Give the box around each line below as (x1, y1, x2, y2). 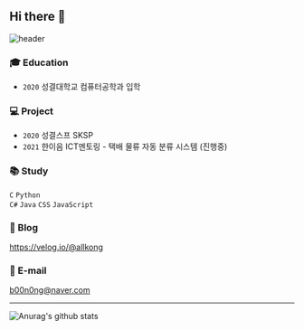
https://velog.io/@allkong (9, 241, 104, 252)
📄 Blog (9, 221, 39, 233)
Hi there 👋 (9, 9, 66, 24)
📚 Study (9, 165, 49, 177)
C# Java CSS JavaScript (9, 200, 93, 209)
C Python (9, 191, 41, 200)
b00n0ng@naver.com (9, 285, 90, 296)
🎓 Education (9, 56, 69, 69)
